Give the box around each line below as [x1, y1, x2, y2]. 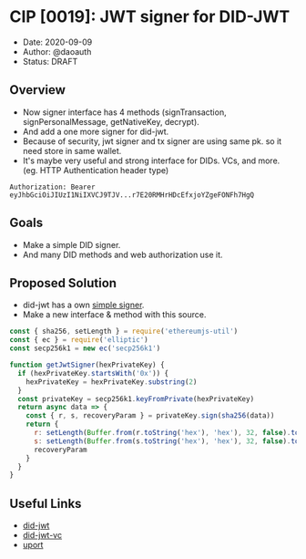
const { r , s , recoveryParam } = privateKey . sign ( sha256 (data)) [25, 411, 275, 420]
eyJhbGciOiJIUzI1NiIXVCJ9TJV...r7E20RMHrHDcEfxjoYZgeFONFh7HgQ [9, 190, 255, 200]
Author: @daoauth [22, 46, 92, 57]
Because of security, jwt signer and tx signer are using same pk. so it [22, 135, 282, 147]
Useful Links [9, 495, 82, 512]
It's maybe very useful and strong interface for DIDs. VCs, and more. [22, 155, 280, 166]
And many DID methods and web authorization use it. [22, 249, 223, 260]
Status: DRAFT [22, 56, 78, 67]
